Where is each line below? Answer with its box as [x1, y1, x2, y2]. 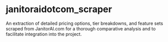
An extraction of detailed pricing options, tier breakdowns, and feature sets [6, 20, 163, 26]
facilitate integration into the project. [6, 31, 82, 37]
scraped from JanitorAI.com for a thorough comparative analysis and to [6, 25, 156, 31]
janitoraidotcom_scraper [6, 4, 113, 15]
